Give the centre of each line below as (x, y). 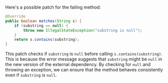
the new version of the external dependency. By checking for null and (78, 64)
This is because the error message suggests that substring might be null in (83, 59)
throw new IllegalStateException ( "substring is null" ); (83, 30)
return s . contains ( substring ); (47, 39)
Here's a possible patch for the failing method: (53, 7)
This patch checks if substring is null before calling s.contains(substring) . (84, 54)
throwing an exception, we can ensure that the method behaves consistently (84, 70)
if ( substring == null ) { (41, 25)
